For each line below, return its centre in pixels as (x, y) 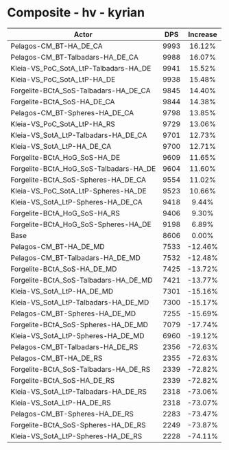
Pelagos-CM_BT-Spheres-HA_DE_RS (72, 414)
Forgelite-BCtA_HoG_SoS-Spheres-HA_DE (81, 224)
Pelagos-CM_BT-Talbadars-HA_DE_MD (75, 257)
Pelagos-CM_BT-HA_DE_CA (57, 46)
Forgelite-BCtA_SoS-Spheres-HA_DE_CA (78, 180)
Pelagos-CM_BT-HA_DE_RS (57, 358)
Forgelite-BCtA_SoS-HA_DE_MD (64, 269)
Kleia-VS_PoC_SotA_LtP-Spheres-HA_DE (79, 191)
